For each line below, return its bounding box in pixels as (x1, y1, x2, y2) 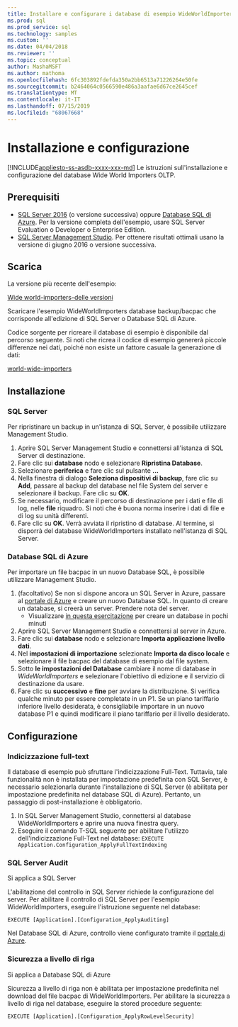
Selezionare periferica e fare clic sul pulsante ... (17, 466, 159, 475)
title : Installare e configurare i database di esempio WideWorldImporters (7, 10, 236, 18)
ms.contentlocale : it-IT (7, 96, 81, 103)
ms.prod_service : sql (7, 23, 72, 30)
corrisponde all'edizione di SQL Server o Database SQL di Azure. (7, 315, 197, 323)
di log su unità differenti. (17, 512, 89, 520)
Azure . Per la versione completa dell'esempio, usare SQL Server (17, 218, 205, 226)
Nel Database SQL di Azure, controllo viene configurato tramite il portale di (7, 929, 225, 938)
